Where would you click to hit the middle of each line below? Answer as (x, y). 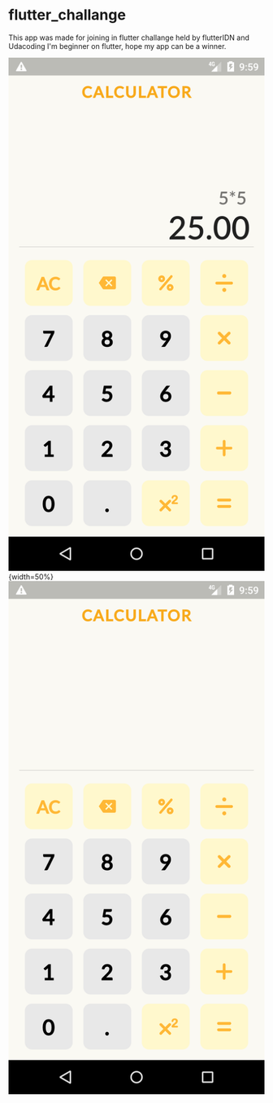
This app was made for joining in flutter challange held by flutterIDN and (129, 37)
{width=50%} (31, 577)
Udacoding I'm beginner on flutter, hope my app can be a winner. (117, 46)
